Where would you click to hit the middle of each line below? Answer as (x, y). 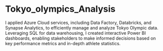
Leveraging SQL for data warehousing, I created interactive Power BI (76, 33)
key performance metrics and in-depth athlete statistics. (63, 43)
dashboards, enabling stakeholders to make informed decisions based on (81, 38)
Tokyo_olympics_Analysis (60, 9)
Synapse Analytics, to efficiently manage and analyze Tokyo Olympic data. (82, 27)
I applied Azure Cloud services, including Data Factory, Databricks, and (79, 23)
